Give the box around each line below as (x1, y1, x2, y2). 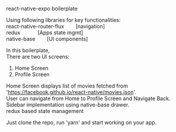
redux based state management (6, 108, 84, 114)
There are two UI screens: (6, 53, 70, 60)
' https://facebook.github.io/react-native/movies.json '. (6, 89, 136, 95)
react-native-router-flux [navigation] (6, 23, 105, 30)
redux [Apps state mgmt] (6, 29, 84, 36)
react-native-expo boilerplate (6, 5, 78, 12)
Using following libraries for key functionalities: (6, 17, 121, 23)
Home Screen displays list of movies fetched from (6, 82, 129, 89)
